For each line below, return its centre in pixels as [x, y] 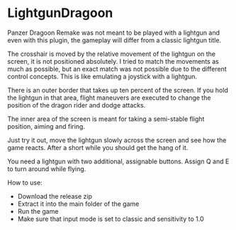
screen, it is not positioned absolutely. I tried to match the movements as [113, 61]
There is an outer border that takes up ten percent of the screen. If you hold [118, 90]
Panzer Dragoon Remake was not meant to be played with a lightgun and [114, 33]
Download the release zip [55, 196]
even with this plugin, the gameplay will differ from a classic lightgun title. [114, 40]
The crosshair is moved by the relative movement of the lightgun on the [112, 54]
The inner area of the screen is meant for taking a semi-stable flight [106, 119]
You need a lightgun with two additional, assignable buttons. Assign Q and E [118, 161]
